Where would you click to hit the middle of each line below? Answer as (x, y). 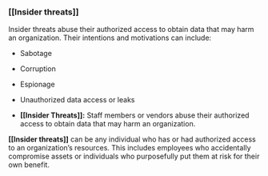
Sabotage (36, 54)
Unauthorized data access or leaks (77, 100)
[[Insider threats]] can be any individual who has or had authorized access (132, 139)
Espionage (37, 84)
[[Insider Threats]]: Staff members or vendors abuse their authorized (134, 115)
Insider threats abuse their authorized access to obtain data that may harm (131, 30)
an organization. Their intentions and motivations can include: (110, 38)
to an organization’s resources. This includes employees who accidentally (130, 148)
